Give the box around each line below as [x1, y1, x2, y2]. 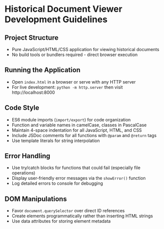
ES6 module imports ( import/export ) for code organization [11, 116, 131, 122]
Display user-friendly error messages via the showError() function [11, 175, 146, 181]
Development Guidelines [4, 14, 108, 25]
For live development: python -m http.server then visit [11, 84, 123, 90]
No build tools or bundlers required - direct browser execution [11, 52, 138, 57]
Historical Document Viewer [4, 3, 123, 15]
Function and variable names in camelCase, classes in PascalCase [11, 122, 147, 128]
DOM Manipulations [4, 195, 67, 203]
